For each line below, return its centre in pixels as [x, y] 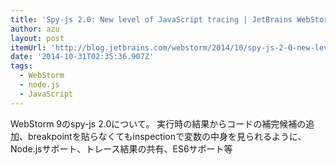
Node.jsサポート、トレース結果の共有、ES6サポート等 [121, 148]
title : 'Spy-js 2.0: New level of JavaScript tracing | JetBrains [151, 19]
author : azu [35, 29]
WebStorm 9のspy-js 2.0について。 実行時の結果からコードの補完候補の [158, 123]
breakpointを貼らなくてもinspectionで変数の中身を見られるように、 [167, 136]
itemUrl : [28, 47]
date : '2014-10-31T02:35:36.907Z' [82, 57]
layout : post [37, 38]
